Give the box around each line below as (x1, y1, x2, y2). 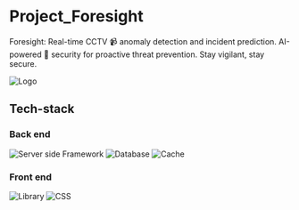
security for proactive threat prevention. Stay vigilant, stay (50, 49, 265, 60)
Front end (9, 171, 52, 183)
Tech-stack (9, 101, 75, 117)
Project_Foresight (9, 6, 145, 27)
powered (9, 49, 42, 60)
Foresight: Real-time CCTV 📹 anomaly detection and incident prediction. (9, 36, 277, 46)
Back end (9, 128, 51, 141)
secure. (9, 58, 37, 69)
